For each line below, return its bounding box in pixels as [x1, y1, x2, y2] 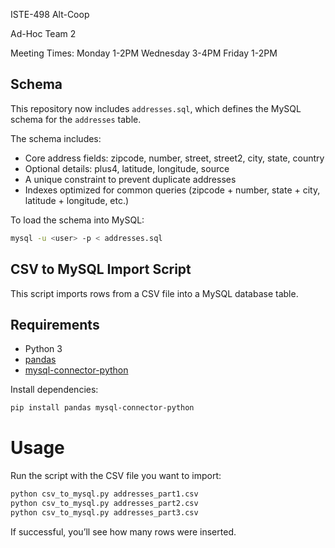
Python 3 [24, 343, 63, 355]
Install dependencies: [10, 384, 99, 396]
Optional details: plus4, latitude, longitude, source [24, 162, 230, 174]
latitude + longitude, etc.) [24, 194, 130, 206]
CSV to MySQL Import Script [10, 261, 192, 278]
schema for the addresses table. [10, 113, 142, 125]
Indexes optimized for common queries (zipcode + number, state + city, [24, 184, 321, 196]
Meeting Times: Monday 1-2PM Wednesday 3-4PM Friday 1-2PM [10, 47, 278, 59]
